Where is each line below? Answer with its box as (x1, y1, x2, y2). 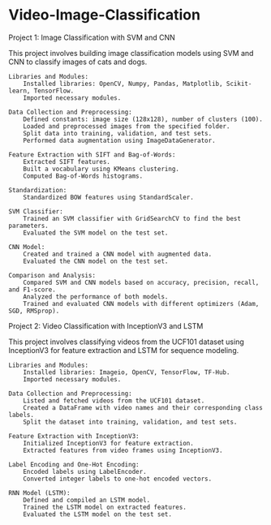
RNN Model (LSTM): (8, 488, 71, 497)
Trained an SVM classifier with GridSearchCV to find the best (23, 214, 242, 222)
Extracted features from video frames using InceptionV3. (23, 446, 223, 454)
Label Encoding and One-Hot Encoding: (8, 460, 140, 468)
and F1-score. (8, 286, 57, 294)
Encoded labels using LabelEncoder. (23, 467, 148, 476)
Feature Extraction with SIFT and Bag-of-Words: (8, 150, 176, 159)
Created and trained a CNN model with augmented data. (23, 250, 213, 258)
